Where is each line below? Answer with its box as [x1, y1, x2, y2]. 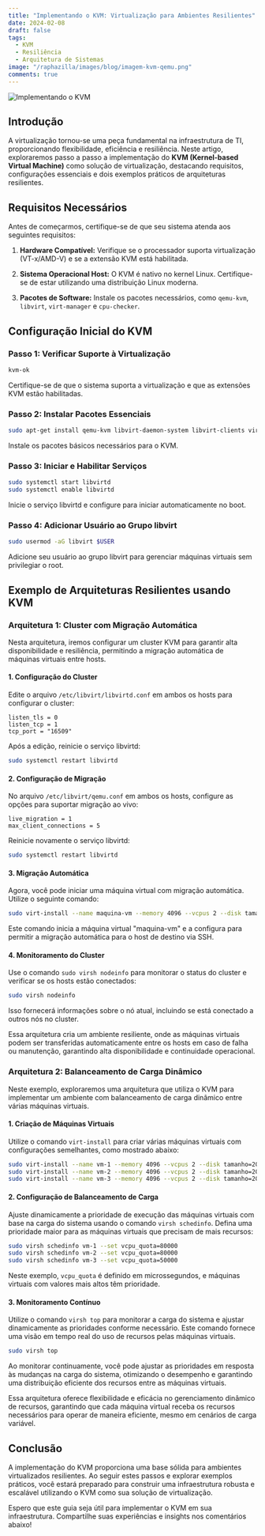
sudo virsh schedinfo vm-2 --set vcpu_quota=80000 [8, 1249, 178, 1258]
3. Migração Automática [8, 868, 89, 878]
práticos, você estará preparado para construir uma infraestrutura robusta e [8, 1480, 255, 1489]
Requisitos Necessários [8, 201, 128, 214]
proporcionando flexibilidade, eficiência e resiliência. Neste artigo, [8, 144, 223, 154]
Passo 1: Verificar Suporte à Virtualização [8, 348, 171, 359]
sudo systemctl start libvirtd [8, 479, 111, 486]
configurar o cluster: [8, 698, 75, 708]
